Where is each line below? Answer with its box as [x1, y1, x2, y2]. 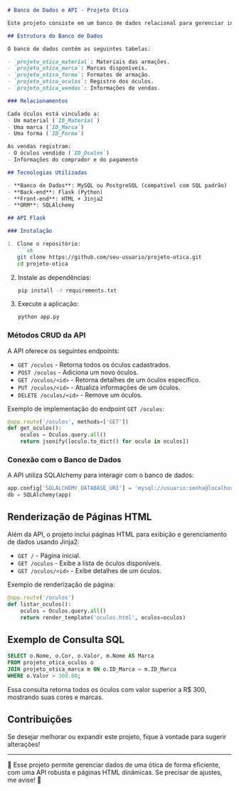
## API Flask [7, 214, 46, 222]
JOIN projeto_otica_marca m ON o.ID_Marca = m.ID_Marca [7, 666, 176, 673]
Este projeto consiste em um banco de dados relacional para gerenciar [7, 19, 224, 26]
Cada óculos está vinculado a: [7, 110, 100, 117]
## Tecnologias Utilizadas [7, 169, 87, 176]
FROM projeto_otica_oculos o [7, 659, 94, 666]
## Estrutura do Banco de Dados [7, 32, 103, 39]
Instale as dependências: [17, 273, 91, 281]
